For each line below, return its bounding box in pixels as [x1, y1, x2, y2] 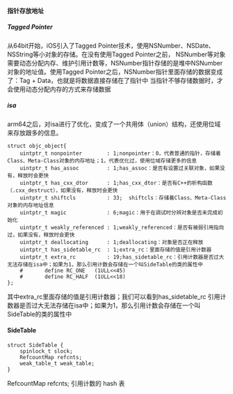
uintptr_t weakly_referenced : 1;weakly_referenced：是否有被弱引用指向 [19, 224, 225, 231]
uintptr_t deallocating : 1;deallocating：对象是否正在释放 [19, 238, 204, 245]
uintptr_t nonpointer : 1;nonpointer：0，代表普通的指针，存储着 [19, 150, 221, 157]
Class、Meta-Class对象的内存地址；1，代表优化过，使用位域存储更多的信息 [7, 157, 197, 164]
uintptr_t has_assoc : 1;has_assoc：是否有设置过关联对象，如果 [19, 165, 220, 172]
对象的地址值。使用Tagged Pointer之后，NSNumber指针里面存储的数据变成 [7, 67, 223, 76]
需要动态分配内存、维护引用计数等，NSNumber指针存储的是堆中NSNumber [7, 59, 223, 67]
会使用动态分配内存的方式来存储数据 [7, 84, 111, 93]
